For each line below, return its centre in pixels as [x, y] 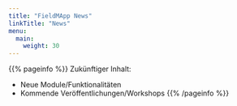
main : [25, 38]
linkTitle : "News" [39, 23]
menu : [17, 31]
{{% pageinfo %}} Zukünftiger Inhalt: [70, 69]
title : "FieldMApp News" [50, 16]
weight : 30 [41, 46]
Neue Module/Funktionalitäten [71, 85]
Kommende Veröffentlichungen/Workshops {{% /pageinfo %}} [125, 93]
